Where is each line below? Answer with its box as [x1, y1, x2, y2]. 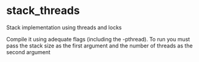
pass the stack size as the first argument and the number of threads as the [6, 42, 193, 49]
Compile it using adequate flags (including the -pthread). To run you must [6, 35, 190, 43]
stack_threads [6, 4, 80, 18]
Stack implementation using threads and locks [6, 24, 122, 31]
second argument [6, 48, 50, 55]
